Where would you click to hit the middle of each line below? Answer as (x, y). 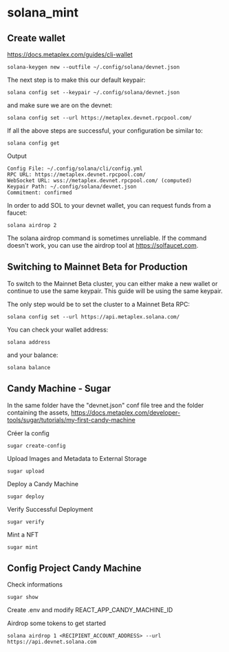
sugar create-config (37, 446)
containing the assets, (39, 412)
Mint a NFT (23, 534)
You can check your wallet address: (58, 329)
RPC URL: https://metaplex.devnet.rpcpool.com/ (77, 175)
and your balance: (33, 355)
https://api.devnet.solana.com (52, 642)
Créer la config (28, 433)
